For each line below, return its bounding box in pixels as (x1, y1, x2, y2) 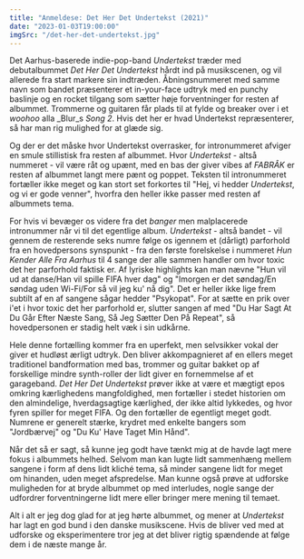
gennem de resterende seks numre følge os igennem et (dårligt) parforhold (9, 235, 290, 246)
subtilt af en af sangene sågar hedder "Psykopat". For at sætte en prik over (9, 293, 290, 304)
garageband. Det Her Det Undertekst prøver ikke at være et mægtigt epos (9, 378, 286, 389)
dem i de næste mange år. (9, 539, 107, 550)
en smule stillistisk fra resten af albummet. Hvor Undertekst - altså (9, 150, 257, 161)
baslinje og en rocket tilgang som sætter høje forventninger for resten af (9, 94, 279, 105)
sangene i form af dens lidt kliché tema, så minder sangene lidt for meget (9, 464, 283, 474)
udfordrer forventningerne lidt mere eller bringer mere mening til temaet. (9, 493, 280, 504)
